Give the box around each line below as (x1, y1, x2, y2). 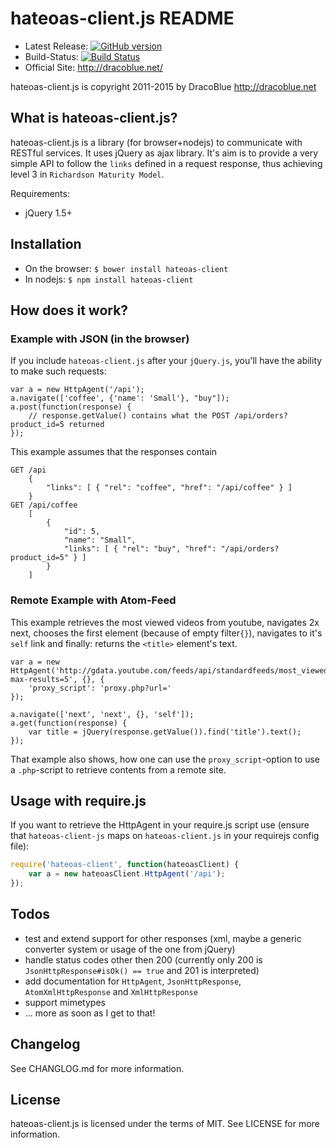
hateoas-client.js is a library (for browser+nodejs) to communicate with (10, 136, 303, 148)
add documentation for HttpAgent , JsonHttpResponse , (24, 975, 242, 987)
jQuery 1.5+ (24, 207, 73, 219)
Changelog (10, 1036, 81, 1053)
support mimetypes (24, 996, 106, 1008)
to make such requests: (10, 365, 107, 377)
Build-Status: (24, 50, 79, 62)
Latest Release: (24, 40, 89, 52)
